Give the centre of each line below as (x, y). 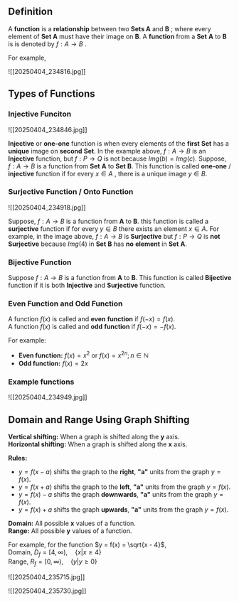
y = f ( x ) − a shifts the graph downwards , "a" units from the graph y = (121, 495)
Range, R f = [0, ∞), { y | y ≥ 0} (53, 562)
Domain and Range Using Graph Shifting (99, 420)
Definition (30, 12)
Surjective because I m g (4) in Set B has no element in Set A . (98, 244)
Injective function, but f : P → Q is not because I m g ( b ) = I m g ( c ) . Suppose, (117, 158)
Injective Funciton (40, 114)
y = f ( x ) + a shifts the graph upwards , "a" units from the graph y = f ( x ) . (123, 510)
